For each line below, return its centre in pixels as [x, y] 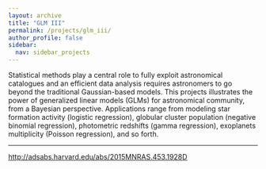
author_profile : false [46, 38]
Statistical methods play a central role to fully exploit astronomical [116, 75]
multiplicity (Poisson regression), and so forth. [84, 134]
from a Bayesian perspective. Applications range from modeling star [120, 109]
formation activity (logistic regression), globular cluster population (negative [132, 117]
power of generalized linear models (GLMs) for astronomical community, [127, 100]
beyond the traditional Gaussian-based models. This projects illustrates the [131, 92]
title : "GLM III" [37, 23]
